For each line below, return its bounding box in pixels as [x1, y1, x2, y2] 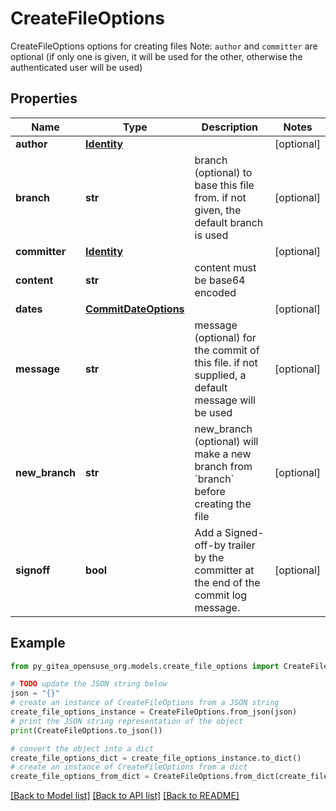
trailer [228, 538, 256, 552]
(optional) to [194, 165, 253, 179]
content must [194, 260, 257, 274]
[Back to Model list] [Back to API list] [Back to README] [10, 790, 240, 802]
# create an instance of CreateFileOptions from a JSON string [10, 698, 280, 708]
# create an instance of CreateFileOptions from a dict [10, 762, 248, 772]
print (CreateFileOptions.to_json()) [10, 725, 163, 736]
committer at [194, 563, 255, 577]
